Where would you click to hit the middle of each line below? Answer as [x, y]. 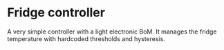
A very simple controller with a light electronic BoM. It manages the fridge [112, 32]
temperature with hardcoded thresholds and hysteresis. [86, 38]
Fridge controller [56, 13]
